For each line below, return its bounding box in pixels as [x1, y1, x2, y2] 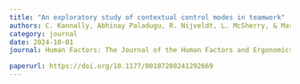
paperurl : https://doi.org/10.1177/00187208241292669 [9, 62, 214, 71]
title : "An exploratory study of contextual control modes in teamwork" [9, 12, 286, 22]
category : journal [9, 29, 78, 38]
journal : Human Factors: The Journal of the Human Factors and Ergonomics [9, 46, 294, 55]
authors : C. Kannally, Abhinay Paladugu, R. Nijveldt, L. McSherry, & [9, 21, 278, 30]
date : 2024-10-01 [9, 37, 74, 47]
